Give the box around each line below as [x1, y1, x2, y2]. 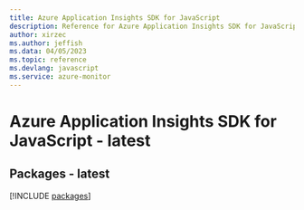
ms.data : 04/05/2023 [9, 47, 88, 56]
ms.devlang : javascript [9, 64, 100, 73]
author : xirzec [9, 30, 67, 39]
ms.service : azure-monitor [9, 72, 111, 81]
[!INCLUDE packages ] [9, 190, 91, 201]
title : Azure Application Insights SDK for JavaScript [9, 13, 221, 23]
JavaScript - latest [9, 130, 151, 150]
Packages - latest [9, 167, 110, 182]
